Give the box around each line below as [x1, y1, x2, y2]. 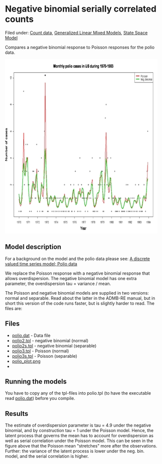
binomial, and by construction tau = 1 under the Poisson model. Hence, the [5, 428, 154, 433]
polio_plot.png [12, 358, 41, 364]
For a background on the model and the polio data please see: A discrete [5, 256, 150, 262]
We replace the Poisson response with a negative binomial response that [5, 270, 150, 276]
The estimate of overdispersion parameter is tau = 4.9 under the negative [5, 422, 151, 428]
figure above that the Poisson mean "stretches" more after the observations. [5, 443, 157, 449]
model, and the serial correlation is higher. [5, 453, 89, 459]
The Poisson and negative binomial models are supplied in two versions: [5, 290, 149, 296]
